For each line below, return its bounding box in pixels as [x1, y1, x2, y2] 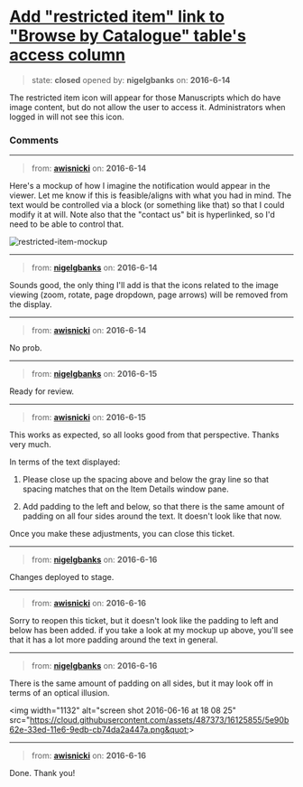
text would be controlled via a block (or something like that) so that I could [9, 200, 285, 211]
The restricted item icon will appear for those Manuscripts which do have [9, 92, 281, 103]
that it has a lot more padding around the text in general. [9, 634, 218, 645]
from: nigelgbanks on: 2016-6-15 [31, 369, 158, 379]
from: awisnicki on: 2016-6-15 [31, 412, 146, 423]
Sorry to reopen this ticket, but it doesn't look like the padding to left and [9, 615, 280, 626]
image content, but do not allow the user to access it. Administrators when [9, 101, 286, 112]
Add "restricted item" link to [9, 6, 225, 27]
